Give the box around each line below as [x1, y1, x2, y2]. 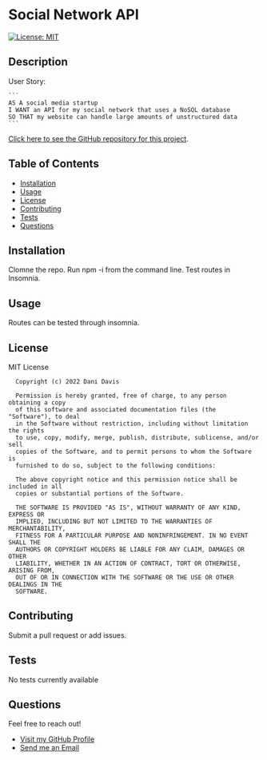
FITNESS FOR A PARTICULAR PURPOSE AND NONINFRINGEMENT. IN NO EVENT [15, 531, 249, 539]
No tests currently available [8, 674, 98, 684]
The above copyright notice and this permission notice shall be [15, 475, 238, 483]
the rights [8, 427, 45, 435]
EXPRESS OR [8, 511, 45, 519]
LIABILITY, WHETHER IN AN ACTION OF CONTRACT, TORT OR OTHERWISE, [15, 559, 241, 567]
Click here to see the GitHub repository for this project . [8, 133, 189, 143]
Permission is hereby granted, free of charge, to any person [15, 392, 227, 400]
